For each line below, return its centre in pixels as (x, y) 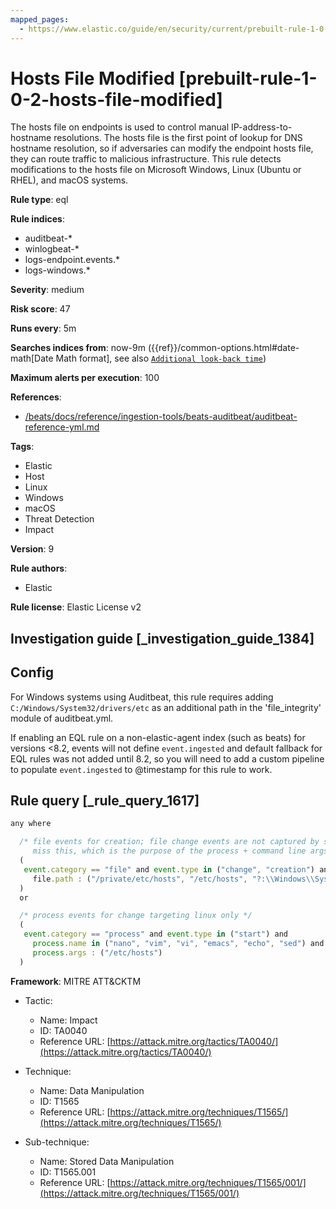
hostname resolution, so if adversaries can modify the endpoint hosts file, (162, 148)
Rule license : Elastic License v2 (76, 607)
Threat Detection (59, 519)
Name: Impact (68, 1020)
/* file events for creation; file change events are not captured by (169, 842)
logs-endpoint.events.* (72, 260)
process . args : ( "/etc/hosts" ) (97, 952)
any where (31, 824)
